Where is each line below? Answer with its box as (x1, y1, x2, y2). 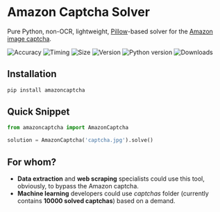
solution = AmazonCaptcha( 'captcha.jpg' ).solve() (7, 137, 154, 144)
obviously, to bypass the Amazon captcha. (17, 182, 139, 190)
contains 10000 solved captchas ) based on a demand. (17, 197, 176, 205)
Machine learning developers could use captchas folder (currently (17, 189, 210, 197)
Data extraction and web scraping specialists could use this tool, (17, 174, 205, 183)
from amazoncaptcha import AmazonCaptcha (7, 124, 129, 131)
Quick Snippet (7, 106, 70, 118)
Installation (7, 68, 57, 80)
